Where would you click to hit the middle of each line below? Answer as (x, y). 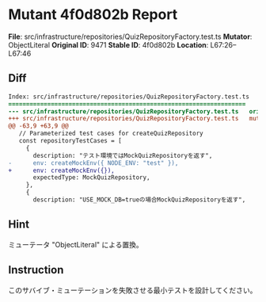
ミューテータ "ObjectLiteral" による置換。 (76, 244)
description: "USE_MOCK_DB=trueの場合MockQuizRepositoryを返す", (139, 200)
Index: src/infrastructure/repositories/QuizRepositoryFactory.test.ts (129, 97)
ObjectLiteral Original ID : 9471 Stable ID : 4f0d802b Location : (108, 44)
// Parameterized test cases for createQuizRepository (111, 134)
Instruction (36, 270)
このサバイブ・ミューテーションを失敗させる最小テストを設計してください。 (133, 290)
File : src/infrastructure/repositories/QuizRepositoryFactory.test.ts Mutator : (130, 36)
